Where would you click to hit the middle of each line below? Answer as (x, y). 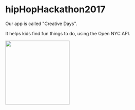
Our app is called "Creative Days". (41, 24)
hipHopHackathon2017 (55, 9)
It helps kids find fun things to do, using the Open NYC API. (68, 33)
